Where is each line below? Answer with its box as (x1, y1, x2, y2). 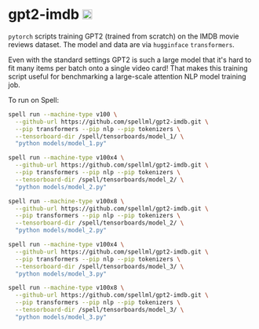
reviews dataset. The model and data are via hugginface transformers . (8, 39, 235, 49)
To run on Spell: (8, 95, 60, 104)
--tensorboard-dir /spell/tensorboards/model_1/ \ (15, 132, 184, 141)
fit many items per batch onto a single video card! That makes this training (8, 63, 248, 72)
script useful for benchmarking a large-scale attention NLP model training (8, 71, 246, 81)
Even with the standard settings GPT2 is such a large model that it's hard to (8, 55, 252, 64)
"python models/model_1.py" (15, 140, 108, 148)
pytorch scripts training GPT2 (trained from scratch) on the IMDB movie (8, 31, 239, 41)
